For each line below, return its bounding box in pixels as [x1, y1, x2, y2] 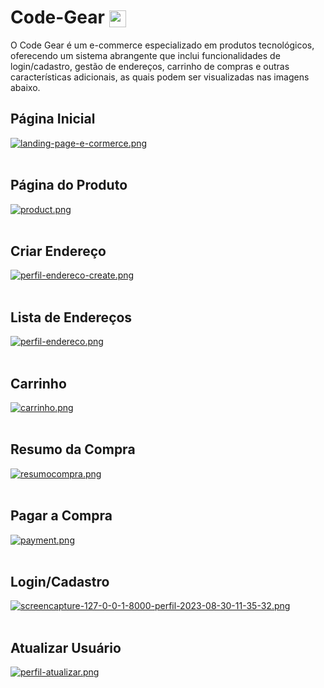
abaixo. [10, 81, 41, 93]
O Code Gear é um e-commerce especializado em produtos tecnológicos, [10, 39, 315, 51]
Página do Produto [10, 177, 128, 194]
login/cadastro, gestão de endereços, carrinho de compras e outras [10, 60, 290, 72]
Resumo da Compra [10, 441, 136, 458]
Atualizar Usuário [10, 639, 122, 656]
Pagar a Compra [10, 507, 113, 525]
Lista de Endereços [10, 309, 133, 326]
